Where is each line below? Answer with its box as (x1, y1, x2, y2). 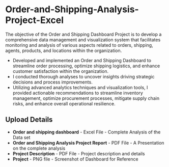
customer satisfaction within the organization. (12, 68, 109, 74)
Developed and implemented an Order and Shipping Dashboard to (12, 57, 152, 63)
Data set (12, 134, 31, 141)
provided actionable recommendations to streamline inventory (12, 90, 144, 96)
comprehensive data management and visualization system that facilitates (5, 37, 161, 43)
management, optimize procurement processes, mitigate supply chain (12, 95, 159, 101)
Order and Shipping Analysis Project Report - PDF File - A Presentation (12, 140, 164, 146)
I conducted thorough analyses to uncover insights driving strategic (12, 73, 155, 79)
